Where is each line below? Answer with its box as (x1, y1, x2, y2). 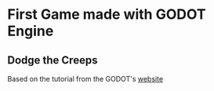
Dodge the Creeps (7, 53, 98, 67)
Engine (7, 22, 54, 40)
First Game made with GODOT (7, 5, 206, 24)
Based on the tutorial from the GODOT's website (7, 75, 164, 83)
